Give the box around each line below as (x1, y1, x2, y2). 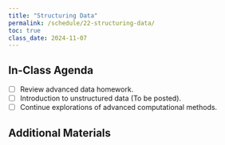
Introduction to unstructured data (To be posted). (19, 93, 182, 104)
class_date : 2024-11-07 (8, 33, 88, 42)
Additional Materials (8, 126, 112, 139)
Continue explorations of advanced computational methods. (19, 103, 218, 112)
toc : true (8, 26, 41, 34)
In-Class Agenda (8, 63, 94, 76)
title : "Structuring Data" (8, 11, 98, 20)
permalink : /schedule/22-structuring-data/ (8, 19, 156, 27)
